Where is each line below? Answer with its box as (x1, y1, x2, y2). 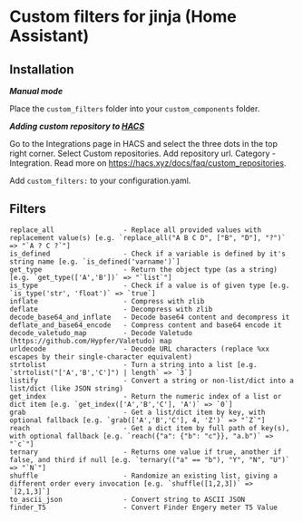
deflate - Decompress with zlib (9, 304, 213, 314)
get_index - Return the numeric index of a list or (9, 391, 282, 400)
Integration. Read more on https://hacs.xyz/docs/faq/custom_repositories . (9, 158, 287, 169)
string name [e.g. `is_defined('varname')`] (9, 256, 181, 266)
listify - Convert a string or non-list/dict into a (9, 376, 295, 385)
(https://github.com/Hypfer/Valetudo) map (9, 336, 172, 345)
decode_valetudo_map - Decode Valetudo (9, 328, 193, 337)
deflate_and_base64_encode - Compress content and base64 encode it (9, 320, 282, 330)
